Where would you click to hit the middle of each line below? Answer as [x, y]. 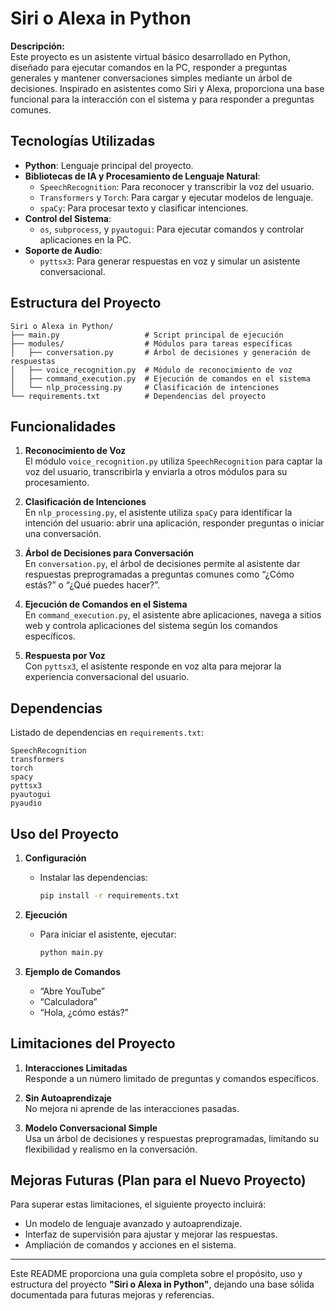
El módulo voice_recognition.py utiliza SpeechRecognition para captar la [173, 461]
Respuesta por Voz [65, 656]
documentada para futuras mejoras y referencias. [112, 1295]
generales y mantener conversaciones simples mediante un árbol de [151, 78]
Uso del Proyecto [65, 833]
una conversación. [63, 534]
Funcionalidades [63, 426]
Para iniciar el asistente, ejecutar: [108, 934]
